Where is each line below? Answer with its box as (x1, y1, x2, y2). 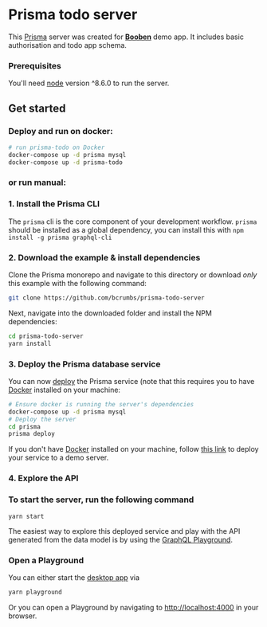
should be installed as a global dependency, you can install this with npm (8, 225, 245, 234)
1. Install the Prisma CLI (8, 198, 100, 210)
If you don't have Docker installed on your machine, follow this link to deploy (8, 445, 259, 454)
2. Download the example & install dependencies (8, 252, 201, 263)
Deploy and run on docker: (8, 125, 113, 136)
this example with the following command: (8, 279, 147, 288)
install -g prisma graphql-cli (8, 233, 112, 241)
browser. (8, 611, 37, 621)
